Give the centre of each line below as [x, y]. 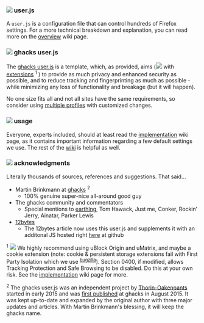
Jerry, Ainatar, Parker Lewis [59, 215]
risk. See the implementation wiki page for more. [67, 274]
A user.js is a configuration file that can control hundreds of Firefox [91, 24]
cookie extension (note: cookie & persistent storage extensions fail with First [102, 254]
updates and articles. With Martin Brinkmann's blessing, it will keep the [95, 307]
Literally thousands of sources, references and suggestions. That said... [96, 176]
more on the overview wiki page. [47, 37]
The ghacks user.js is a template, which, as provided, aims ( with [90, 67]
